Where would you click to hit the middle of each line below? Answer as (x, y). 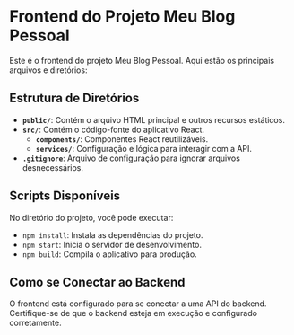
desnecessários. (52, 167)
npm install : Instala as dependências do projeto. (112, 234)
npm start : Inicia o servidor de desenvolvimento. (112, 244)
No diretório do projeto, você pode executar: (91, 217)
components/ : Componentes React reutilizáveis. (122, 139)
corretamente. (35, 323)
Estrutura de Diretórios (74, 98)
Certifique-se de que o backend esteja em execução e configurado (134, 313)
